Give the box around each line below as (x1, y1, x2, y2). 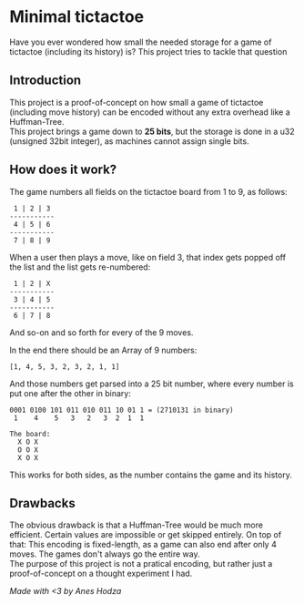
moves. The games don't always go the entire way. (9, 549, 200, 559)
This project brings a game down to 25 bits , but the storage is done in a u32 (9, 126, 296, 137)
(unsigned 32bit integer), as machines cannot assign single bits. (9, 135, 249, 147)
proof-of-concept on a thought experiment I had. (9, 568, 193, 579)
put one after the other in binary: (9, 387, 132, 398)
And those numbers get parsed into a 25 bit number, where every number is (9, 378, 294, 389)
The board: (9, 429, 51, 438)
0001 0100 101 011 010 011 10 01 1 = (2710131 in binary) (9, 405, 234, 415)
